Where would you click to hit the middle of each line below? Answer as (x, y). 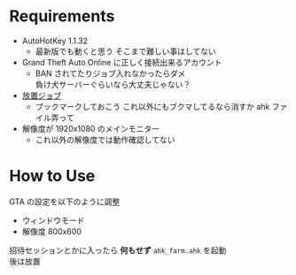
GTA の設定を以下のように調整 (65, 202)
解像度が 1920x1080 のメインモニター (91, 128)
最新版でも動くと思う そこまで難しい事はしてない (126, 51)
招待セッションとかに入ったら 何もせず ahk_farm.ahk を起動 (118, 250)
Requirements (62, 16)
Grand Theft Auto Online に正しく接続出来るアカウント (122, 62)
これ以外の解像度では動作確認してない (105, 140)
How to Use (52, 176)
